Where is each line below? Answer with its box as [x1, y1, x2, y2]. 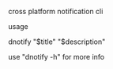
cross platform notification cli [8, 7, 104, 16]
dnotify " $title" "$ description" [8, 37, 106, 46]
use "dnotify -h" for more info [8, 53, 105, 61]
